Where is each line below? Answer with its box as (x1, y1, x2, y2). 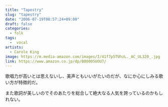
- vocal (10, 40, 28, 45)
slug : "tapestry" (5, 12, 42, 17)
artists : (5, 45, 24, 50)
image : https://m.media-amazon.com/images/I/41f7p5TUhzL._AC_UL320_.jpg (5, 54, 160, 59)
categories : (5, 26, 30, 31)
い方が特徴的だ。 (5, 79, 41, 85)
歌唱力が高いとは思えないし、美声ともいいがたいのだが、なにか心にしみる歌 (5, 73, 163, 79)
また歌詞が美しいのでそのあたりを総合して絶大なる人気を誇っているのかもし (5, 90, 163, 96)
